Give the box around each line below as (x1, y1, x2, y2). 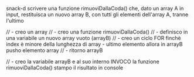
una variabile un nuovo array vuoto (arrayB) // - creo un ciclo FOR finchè (6, 35, 181, 41)
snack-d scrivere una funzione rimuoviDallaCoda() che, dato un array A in (6, 5, 184, 12)
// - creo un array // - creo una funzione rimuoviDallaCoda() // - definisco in (6, 28, 188, 35)
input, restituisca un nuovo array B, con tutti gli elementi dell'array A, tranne (6, 11, 189, 18)
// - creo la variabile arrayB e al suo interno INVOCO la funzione (6, 58, 159, 65)
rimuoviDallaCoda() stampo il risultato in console (6, 64, 124, 71)
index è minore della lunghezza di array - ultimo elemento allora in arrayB (6, 41, 183, 47)
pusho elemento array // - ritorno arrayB (6, 47, 103, 54)
